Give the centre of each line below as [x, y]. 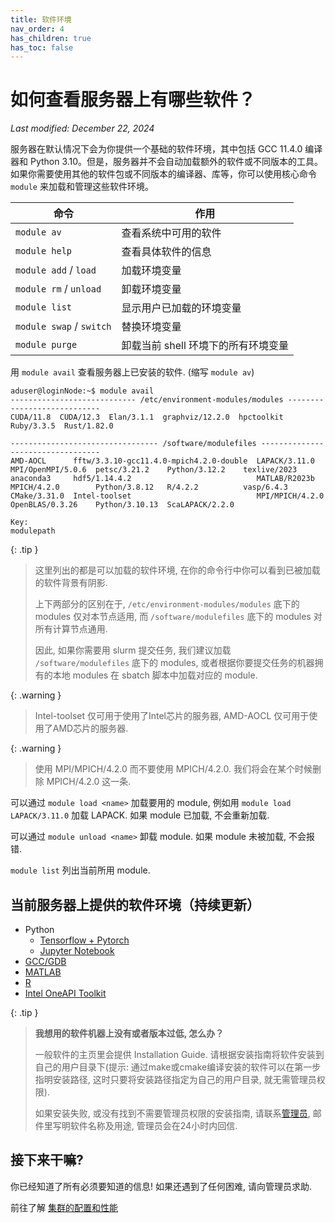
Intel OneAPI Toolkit [65, 993]
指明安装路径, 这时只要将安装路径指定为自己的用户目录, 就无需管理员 [175, 1079]
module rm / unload [58, 289]
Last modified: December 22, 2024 [82, 128]
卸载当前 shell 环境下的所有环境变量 [205, 346]
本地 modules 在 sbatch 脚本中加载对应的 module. [155, 675]
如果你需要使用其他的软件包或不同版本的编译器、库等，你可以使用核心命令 [163, 174]
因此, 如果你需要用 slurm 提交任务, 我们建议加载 [133, 650]
